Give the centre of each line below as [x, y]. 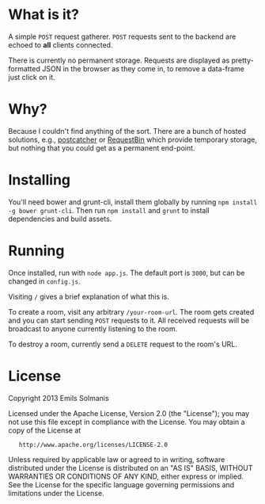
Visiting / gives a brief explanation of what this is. [89, 296]
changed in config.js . [44, 281]
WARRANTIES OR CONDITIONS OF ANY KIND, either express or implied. [126, 476]
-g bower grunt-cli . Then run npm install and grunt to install [109, 210]
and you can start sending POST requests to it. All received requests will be [129, 320]
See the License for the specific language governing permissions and [121, 484]
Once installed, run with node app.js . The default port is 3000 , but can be [127, 273]
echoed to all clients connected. [61, 44]
